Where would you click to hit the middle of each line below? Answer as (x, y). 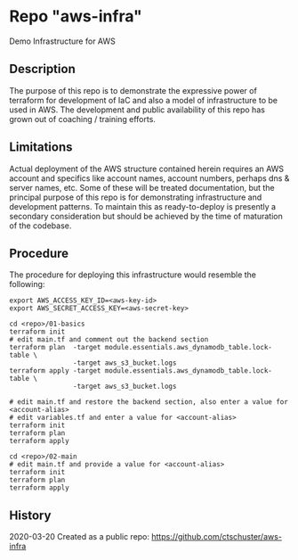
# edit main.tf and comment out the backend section (109, 340)
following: (27, 284)
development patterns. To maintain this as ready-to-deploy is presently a (143, 206)
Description (42, 69)
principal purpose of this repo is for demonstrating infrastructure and (136, 197)
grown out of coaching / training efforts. (82, 119)
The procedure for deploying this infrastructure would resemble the (133, 275)
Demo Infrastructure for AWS (62, 41)
